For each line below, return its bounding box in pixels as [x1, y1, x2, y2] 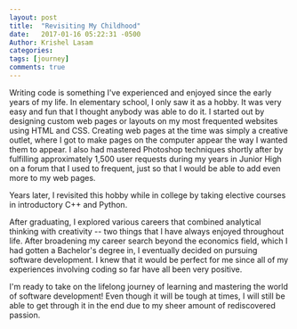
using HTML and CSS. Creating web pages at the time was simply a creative [9, 125, 289, 136]
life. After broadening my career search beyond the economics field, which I [9, 235, 288, 246]
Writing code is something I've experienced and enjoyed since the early [9, 86, 272, 98]
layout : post [9, 12, 58, 22]
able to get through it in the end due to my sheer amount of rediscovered [9, 300, 276, 310]
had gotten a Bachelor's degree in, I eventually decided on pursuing [9, 244, 258, 255]
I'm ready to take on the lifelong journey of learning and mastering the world [9, 281, 289, 292]
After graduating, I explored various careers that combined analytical [9, 216, 261, 227]
